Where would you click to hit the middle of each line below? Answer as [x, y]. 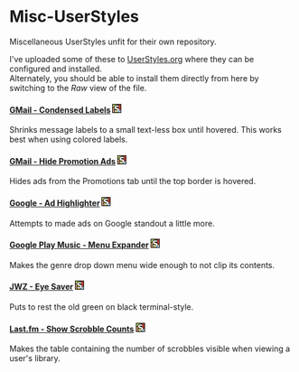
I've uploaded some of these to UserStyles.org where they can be [132, 59]
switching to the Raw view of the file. [78, 88]
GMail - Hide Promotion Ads [62, 161]
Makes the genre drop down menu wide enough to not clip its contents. [142, 265]
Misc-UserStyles [75, 17]
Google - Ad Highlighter [55, 203]
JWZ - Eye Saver [42, 287]
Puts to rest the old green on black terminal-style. [102, 307]
